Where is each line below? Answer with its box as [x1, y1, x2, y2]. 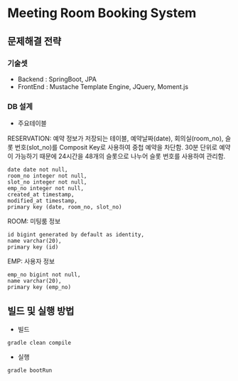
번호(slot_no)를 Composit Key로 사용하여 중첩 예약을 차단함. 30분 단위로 [14, 143, 218, 152]
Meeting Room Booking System [7, 5, 197, 21]
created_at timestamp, [7, 191, 75, 199]
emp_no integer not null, [7, 185, 84, 192]
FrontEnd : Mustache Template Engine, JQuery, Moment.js [17, 82, 189, 90]
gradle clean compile [7, 339, 72, 346]
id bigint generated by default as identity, [7, 231, 144, 239]
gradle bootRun [7, 367, 53, 374]
